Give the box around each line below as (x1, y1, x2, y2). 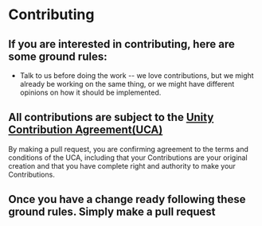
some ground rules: (8, 49, 108, 63)
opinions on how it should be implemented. (19, 88, 162, 97)
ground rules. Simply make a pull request (8, 205, 217, 219)
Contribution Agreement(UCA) (8, 123, 163, 137)
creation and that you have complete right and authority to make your (8, 161, 237, 170)
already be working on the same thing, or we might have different (19, 80, 235, 88)
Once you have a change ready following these (8, 193, 246, 206)
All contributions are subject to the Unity (8, 111, 214, 124)
